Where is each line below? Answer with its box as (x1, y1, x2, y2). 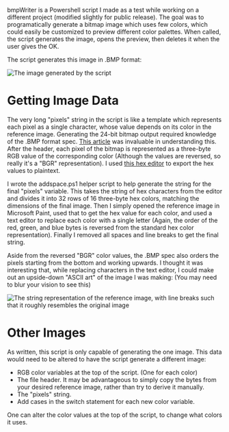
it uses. (7, 418, 28, 426)
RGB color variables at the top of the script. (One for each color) (16, 368, 198, 376)
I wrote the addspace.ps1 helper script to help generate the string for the (7, 180, 212, 188)
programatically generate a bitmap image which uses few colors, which (7, 21, 208, 28)
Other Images (7, 325, 86, 341)
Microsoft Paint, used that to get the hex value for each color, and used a (7, 208, 213, 217)
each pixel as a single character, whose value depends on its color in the (7, 123, 212, 131)
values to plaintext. (7, 166, 60, 174)
